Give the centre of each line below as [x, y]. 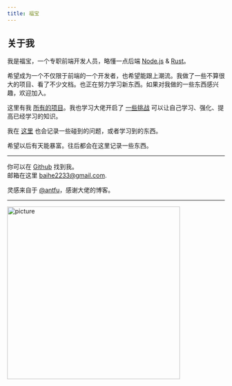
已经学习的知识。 [37, 116]
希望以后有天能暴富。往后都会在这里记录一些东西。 [80, 146]
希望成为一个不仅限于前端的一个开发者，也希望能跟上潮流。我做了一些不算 [113, 76]
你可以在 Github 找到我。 [42, 167]
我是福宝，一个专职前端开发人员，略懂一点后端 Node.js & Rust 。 [98, 61]
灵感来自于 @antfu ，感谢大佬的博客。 [61, 190]
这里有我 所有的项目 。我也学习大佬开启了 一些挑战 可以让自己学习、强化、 [113, 108]
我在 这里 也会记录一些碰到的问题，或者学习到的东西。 [85, 131]
